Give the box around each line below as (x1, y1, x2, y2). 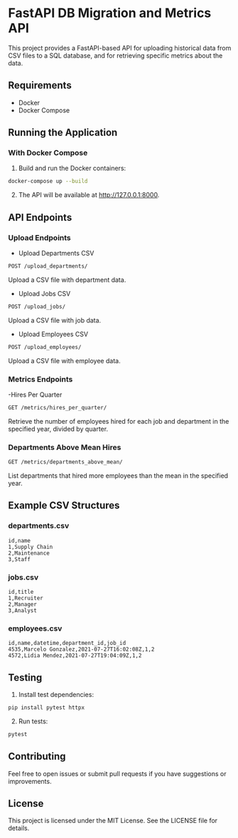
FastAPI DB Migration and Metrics (8, 5, 212, 21)
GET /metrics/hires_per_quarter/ (8, 404, 107, 411)
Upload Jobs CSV (18, 289, 71, 298)
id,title (8, 588, 34, 595)
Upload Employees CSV (18, 330, 88, 338)
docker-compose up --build (8, 178, 88, 185)
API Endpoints (8, 211, 72, 224)
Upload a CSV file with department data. (8, 276, 126, 284)
